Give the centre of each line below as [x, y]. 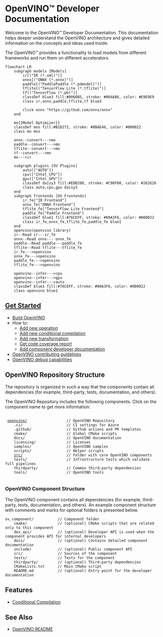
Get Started [23, 306]
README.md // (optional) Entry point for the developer [83, 571]
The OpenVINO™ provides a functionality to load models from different [76, 53]
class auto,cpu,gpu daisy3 [50, 187]
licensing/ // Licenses [52, 442]
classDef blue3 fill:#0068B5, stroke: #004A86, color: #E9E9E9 [88, 97]
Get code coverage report [46, 344]
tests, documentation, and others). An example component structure [87, 505]
